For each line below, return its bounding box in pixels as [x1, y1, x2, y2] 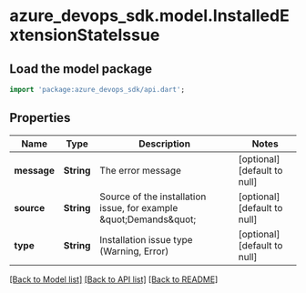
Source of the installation [99, 190, 207, 203]
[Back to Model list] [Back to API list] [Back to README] [9, 274, 219, 285]
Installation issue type [99, 233, 193, 246]
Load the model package [9, 61, 153, 76]
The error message [99, 164, 182, 177]
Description [138, 137, 191, 150]
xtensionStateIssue [9, 25, 160, 45]
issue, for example [99, 201, 178, 214]
